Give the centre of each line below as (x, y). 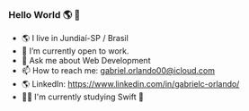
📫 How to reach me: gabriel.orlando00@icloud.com (118, 71)
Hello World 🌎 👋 (44, 14)
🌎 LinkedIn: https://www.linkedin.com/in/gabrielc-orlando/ (130, 84)
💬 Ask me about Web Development (86, 61)
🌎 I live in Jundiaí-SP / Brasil (75, 38)
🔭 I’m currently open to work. (75, 51)
